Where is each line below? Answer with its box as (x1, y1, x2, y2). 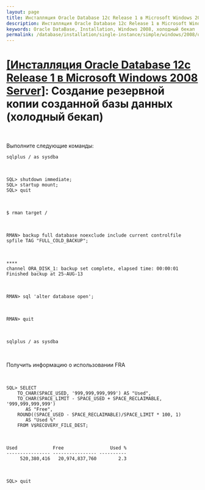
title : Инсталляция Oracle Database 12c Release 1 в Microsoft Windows (6, 15, 192, 21)
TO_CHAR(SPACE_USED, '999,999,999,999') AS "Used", (17, 390, 151, 396)
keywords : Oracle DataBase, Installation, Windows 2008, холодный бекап (6, 26, 195, 32)
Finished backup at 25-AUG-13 (6, 271, 84, 277)
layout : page (6, 9, 40, 15)
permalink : (6, 32, 34, 38)
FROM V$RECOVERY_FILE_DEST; (17, 423, 88, 429)
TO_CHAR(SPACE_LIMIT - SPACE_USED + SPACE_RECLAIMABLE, (17, 396, 163, 402)
